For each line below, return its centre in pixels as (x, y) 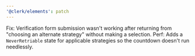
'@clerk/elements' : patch (37, 11)
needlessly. (20, 47)
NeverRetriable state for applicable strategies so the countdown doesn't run (98, 40)
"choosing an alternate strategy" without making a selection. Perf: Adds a (94, 34)
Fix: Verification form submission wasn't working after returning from (89, 28)
